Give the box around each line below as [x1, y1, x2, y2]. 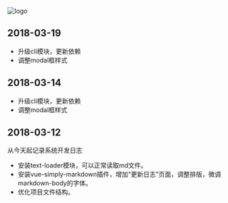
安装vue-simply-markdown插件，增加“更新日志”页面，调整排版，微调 [17, 170, 222, 179]
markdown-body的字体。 [17, 179, 93, 187]
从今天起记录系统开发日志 [7, 146, 83, 155]
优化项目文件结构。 [17, 188, 75, 197]
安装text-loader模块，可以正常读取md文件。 [17, 161, 147, 170]
